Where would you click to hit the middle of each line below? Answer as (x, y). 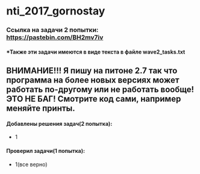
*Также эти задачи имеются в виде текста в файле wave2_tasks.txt (96, 52)
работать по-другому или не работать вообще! (100, 89)
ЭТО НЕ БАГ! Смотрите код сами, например (94, 99)
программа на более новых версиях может (93, 80)
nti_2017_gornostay (56, 11)
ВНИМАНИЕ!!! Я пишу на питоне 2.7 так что (92, 71)
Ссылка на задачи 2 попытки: (52, 30)
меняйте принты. (41, 109)
